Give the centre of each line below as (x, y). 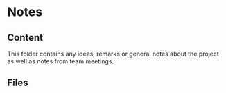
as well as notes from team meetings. (61, 61)
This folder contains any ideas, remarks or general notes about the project (113, 54)
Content (25, 38)
